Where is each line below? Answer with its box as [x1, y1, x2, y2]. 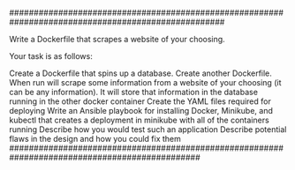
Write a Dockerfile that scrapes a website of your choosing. [9, 34, 225, 44]
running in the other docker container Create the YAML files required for [9, 96, 271, 107]
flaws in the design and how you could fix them [9, 134, 181, 144]
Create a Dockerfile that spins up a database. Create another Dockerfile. [9, 68, 272, 78]
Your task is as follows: [9, 51, 93, 61]
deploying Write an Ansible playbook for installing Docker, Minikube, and [9, 106, 274, 115]
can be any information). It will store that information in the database [9, 87, 259, 97]
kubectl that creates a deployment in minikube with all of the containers [9, 115, 269, 125]
